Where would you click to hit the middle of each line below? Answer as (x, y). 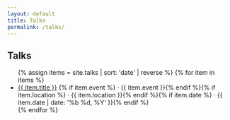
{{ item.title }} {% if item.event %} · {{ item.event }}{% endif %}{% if (116, 88)
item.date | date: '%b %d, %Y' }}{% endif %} (83, 102)
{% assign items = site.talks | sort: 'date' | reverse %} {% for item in (116, 73)
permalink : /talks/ (36, 27)
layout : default (31, 14)
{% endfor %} (38, 110)
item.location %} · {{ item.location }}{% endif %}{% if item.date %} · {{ (120, 95)
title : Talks (27, 20)
